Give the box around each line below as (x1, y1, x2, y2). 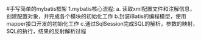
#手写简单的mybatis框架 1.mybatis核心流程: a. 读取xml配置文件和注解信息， (6, 5, 196, 12)
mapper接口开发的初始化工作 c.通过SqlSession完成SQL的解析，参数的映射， (6, 20, 199, 27)
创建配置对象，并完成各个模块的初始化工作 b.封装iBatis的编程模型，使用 (6, 13, 187, 20)
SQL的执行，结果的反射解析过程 (6, 27, 86, 35)
